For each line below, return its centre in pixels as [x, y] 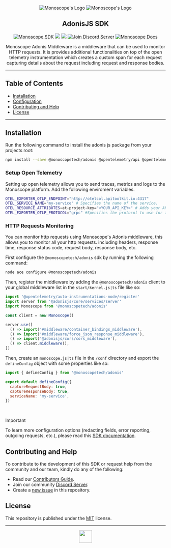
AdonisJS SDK [85, 24]
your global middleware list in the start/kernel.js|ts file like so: [73, 287]
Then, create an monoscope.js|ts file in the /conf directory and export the [82, 358]
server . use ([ [19, 325]
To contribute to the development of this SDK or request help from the [79, 464]
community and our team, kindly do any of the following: [64, 469]
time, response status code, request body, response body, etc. [71, 248]
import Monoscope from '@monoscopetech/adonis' [57, 306]
